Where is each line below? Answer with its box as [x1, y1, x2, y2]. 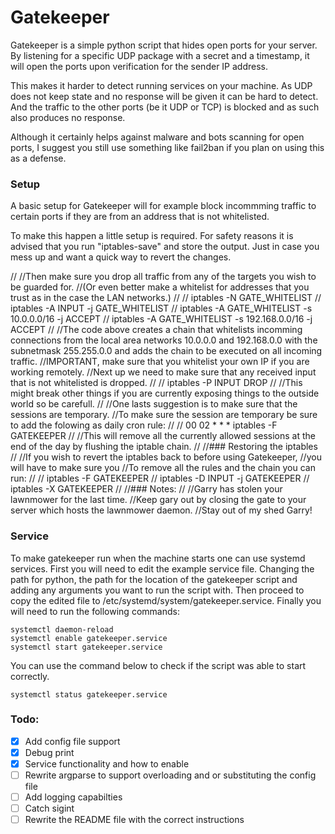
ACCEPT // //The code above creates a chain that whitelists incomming [10, 324, 303, 336]
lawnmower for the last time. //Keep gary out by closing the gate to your [10, 494, 307, 506]
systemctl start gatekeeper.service [10, 642, 163, 652]
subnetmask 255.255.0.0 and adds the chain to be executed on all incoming [10, 345, 323, 357]
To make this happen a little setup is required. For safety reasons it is [10, 230, 294, 242]
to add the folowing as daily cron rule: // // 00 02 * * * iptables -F [10, 419, 278, 431]
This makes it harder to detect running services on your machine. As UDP [10, 79, 313, 91]
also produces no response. [10, 111, 126, 123]
